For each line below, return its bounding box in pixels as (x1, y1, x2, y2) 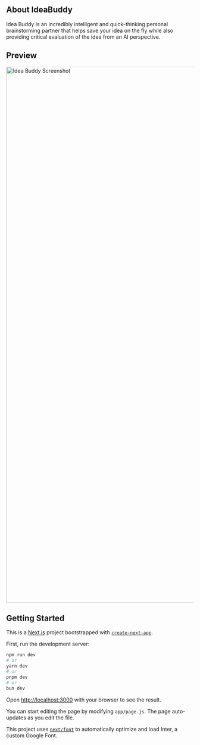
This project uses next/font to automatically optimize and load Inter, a (6, 725, 178, 732)
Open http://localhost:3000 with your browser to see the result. (6, 696, 162, 703)
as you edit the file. (27, 714, 74, 721)
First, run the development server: (6, 640, 90, 648)
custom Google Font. (6, 732, 58, 739)
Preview (6, 51, 37, 61)
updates (6, 714, 27, 721)
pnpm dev (6, 674, 28, 680)
